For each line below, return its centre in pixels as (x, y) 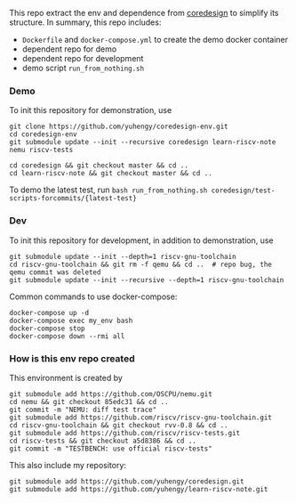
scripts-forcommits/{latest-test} (73, 199)
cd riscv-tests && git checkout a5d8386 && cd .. (103, 441)
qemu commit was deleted (55, 272)
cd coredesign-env (43, 134)
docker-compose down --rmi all (67, 336)
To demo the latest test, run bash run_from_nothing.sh (108, 190)
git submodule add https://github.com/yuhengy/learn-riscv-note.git (139, 489)
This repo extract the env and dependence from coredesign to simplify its (144, 13)
